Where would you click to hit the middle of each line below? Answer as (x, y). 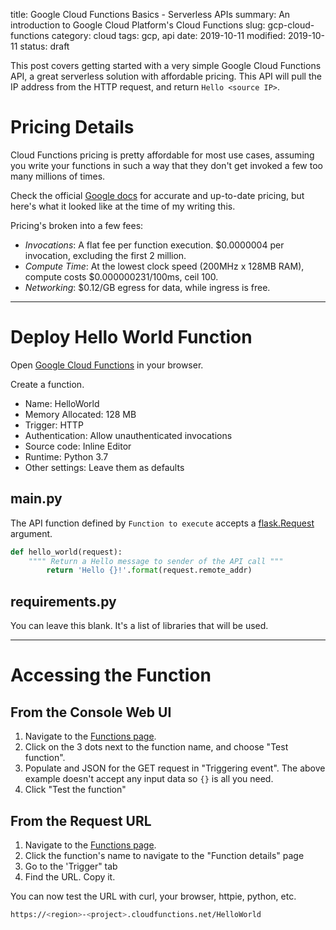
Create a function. (47, 384)
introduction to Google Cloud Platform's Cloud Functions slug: (138, 25)
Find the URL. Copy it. (70, 876)
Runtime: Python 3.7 (66, 456)
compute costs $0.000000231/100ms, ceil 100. (121, 276)
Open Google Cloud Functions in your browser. (107, 365)
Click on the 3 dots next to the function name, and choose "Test (156, 747)
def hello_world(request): (66, 552)
